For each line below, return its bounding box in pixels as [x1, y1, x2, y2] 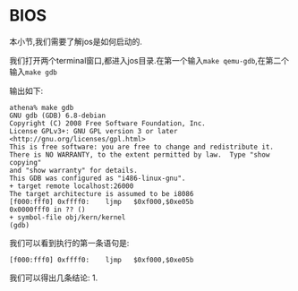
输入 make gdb [9, 66, 58, 77]
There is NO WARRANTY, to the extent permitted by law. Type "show [9, 150, 270, 159]
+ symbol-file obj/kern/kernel [9, 212, 126, 222]
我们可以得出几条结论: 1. [9, 272, 98, 283]
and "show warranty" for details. [9, 166, 139, 175]
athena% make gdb [9, 103, 74, 112]
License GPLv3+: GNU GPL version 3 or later [9, 126, 178, 135]
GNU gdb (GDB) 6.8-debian [9, 111, 106, 120]
